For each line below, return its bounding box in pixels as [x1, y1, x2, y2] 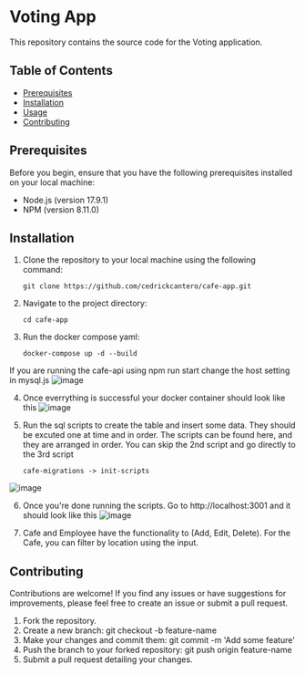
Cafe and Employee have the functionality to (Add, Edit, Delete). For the [22, 527, 291, 539]
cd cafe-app [22, 316, 68, 325]
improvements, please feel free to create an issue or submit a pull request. [9, 597, 289, 608]
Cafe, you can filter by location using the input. [22, 537, 198, 548]
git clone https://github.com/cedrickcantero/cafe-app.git [22, 282, 252, 291]
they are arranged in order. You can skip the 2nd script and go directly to [22, 440, 296, 451]
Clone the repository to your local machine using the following [22, 254, 257, 265]
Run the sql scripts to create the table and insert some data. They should [22, 420, 296, 430]
